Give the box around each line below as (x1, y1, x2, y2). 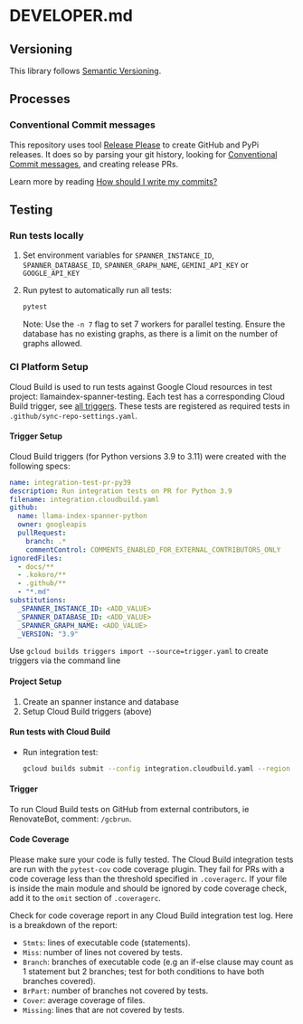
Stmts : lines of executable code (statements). (22, 937, 192, 948)
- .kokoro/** (17, 571, 67, 580)
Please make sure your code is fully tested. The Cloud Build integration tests (9, 854, 294, 865)
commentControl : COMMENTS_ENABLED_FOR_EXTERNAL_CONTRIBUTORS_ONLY (25, 545, 281, 555)
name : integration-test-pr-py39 (9, 478, 131, 487)
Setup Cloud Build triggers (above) (22, 706, 152, 716)
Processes (9, 91, 71, 107)
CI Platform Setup (9, 361, 89, 374)
